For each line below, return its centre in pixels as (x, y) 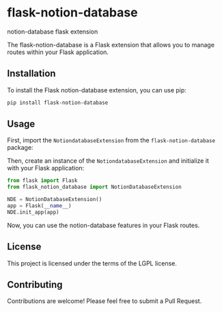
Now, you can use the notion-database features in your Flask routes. (103, 225)
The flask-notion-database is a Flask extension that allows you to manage (111, 44)
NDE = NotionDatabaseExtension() (55, 200)
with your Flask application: (46, 168)
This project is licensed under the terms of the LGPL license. (92, 263)
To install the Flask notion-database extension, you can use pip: (97, 90)
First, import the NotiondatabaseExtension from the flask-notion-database (111, 140)
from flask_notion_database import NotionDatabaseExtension (95, 187)
